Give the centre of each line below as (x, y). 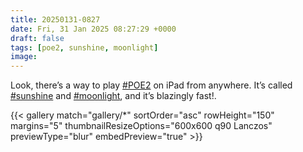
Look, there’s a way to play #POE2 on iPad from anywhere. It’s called (151, 85)
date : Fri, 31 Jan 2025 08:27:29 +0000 (93, 29)
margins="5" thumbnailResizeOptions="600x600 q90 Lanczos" (141, 126)
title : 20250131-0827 (55, 19)
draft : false (37, 38)
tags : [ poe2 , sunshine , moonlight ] (84, 47)
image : (24, 57)
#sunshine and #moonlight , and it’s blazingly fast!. (113, 96)
